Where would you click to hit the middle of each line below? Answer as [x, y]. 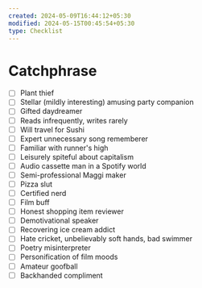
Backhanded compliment [61, 275]
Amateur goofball [49, 266]
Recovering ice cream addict [68, 230]
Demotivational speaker [59, 221]
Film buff [35, 202]
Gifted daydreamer [51, 111]
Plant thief [37, 93]
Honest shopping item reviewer [72, 211]
